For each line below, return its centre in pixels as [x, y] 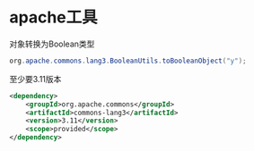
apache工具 [54, 17]
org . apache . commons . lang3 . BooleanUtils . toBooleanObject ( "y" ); [128, 61]
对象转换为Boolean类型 [52, 44]
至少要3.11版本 [35, 79]
